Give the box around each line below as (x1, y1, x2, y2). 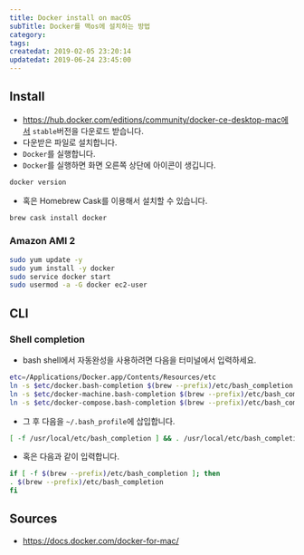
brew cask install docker (9, 213, 107, 222)
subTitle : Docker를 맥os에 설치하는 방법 (9, 22, 151, 31)
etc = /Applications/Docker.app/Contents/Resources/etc (9, 373, 217, 382)
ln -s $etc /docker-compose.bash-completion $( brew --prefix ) (9, 398, 245, 407)
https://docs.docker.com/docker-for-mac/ (22, 535, 179, 546)
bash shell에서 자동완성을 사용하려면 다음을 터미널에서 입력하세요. (22, 355, 257, 365)
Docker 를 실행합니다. (22, 148, 97, 159)
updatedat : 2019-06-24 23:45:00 (9, 55, 131, 64)
